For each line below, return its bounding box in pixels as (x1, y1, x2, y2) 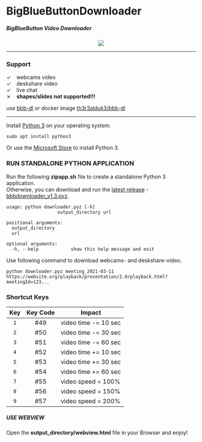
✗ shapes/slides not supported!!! (6, 93, 96, 100)
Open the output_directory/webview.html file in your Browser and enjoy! (6, 429, 188, 437)
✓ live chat (6, 86, 38, 94)
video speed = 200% (61, 397, 121, 405)
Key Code (26, 309, 55, 317)
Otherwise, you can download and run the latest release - (6, 186, 149, 193)
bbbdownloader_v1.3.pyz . (6, 192, 69, 200)
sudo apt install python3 (6, 134, 71, 140)
